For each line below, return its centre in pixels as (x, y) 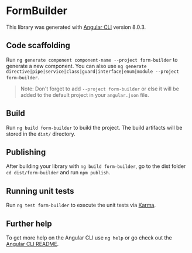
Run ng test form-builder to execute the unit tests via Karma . (81, 205)
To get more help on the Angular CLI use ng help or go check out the (89, 238)
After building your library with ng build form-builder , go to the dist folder (96, 166)
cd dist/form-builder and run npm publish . (58, 173)
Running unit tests (40, 191)
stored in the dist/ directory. (41, 134)
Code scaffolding (38, 45)
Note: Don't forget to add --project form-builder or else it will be (100, 89)
